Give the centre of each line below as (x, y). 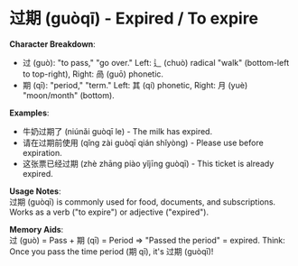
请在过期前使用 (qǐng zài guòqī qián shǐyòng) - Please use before (143, 142)
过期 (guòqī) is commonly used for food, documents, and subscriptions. (143, 202)
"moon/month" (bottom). (68, 95)
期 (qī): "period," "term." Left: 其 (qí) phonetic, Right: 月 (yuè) (135, 85)
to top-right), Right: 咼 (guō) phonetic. (93, 74)
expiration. (42, 152)
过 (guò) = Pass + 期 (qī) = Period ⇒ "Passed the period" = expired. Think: (148, 240)
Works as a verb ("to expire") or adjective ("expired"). (109, 212)
